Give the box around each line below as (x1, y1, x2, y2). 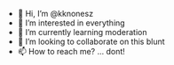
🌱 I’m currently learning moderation (17, 27, 147, 37)
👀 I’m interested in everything (17, 18, 126, 28)
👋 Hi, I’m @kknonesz (17, 9, 94, 18)
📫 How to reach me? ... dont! (17, 47, 126, 56)
